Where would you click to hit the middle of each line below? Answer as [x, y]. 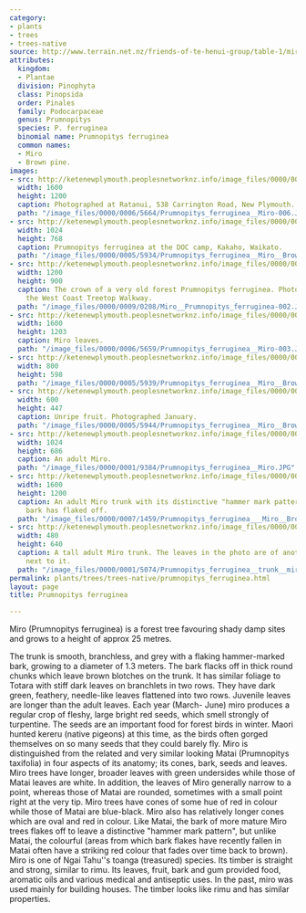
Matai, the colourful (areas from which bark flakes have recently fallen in [146, 841]
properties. [30, 899]
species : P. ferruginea [62, 129]
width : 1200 [41, 273]
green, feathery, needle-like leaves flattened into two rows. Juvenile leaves [150, 696]
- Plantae [36, 78]
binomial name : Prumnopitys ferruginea [93, 137]
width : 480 [38, 536]
